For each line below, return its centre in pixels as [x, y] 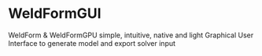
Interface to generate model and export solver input [92, 43]
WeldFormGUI [55, 14]
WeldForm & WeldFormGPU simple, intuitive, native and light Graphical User [131, 35]
